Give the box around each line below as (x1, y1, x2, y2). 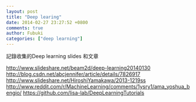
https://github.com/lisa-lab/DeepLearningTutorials (22, 89, 145, 96)
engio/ (6, 89, 22, 96)
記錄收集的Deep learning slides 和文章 (6, 53, 99, 59)
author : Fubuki (6, 30, 44, 36)
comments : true (6, 25, 44, 31)
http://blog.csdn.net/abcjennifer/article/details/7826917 (6, 71, 141, 77)
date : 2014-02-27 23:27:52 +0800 (6, 19, 88, 25)
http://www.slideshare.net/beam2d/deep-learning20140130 (6, 64, 151, 71)
